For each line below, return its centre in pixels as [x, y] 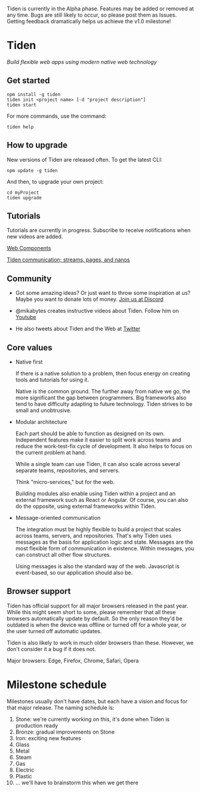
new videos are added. [35, 237]
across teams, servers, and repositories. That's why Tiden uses [93, 536]
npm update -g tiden [33, 170]
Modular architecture [41, 422]
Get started [28, 81]
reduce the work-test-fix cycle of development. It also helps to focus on [104, 446]
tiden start [21, 105]
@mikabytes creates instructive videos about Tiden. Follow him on [97, 311]
